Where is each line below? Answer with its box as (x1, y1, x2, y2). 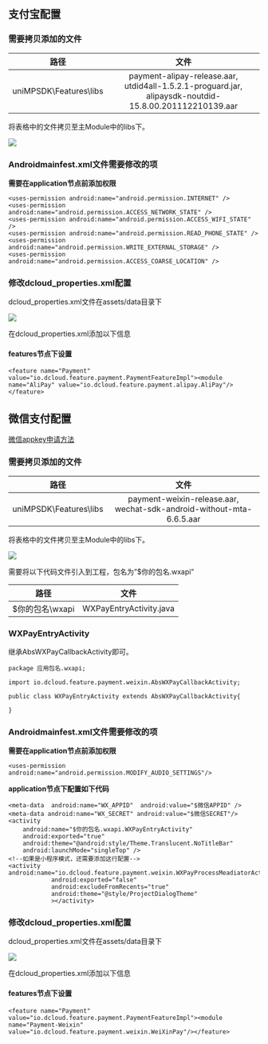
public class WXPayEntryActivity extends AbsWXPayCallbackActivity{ (8, 692, 241, 700)
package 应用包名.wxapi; (8, 664, 86, 672)
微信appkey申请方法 (8, 434, 75, 444)
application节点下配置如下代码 (8, 784, 110, 794)
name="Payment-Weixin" (8, 1021, 84, 1029)
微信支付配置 (8, 411, 72, 426)
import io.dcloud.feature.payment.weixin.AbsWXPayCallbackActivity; (8, 678, 241, 686)
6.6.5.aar (166, 513, 201, 524)
